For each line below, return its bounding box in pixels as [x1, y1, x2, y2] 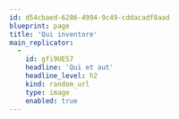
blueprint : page [9, 21, 70, 30]
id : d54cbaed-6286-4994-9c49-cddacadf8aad [9, 13, 170, 22]
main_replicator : [9, 38, 74, 47]
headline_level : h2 [25, 72, 98, 81]
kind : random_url [25, 80, 90, 89]
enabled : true [25, 96, 78, 106]
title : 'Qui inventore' [9, 30, 98, 38]
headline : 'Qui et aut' [25, 64, 115, 72]
